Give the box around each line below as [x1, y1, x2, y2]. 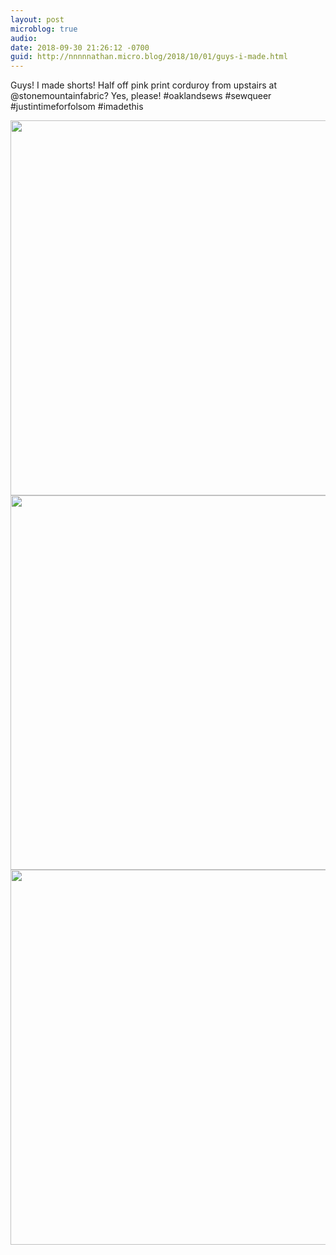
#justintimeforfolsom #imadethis [10, 101, 144, 113]
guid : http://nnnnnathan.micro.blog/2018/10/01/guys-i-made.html [10, 52, 288, 62]
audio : [10, 33, 38, 43]
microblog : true [10, 24, 78, 34]
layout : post [10, 14, 65, 25]
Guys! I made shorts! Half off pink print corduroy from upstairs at [10, 79, 277, 91]
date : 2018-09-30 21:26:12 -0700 [10, 42, 150, 53]
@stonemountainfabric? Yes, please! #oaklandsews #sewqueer [10, 90, 272, 102]
